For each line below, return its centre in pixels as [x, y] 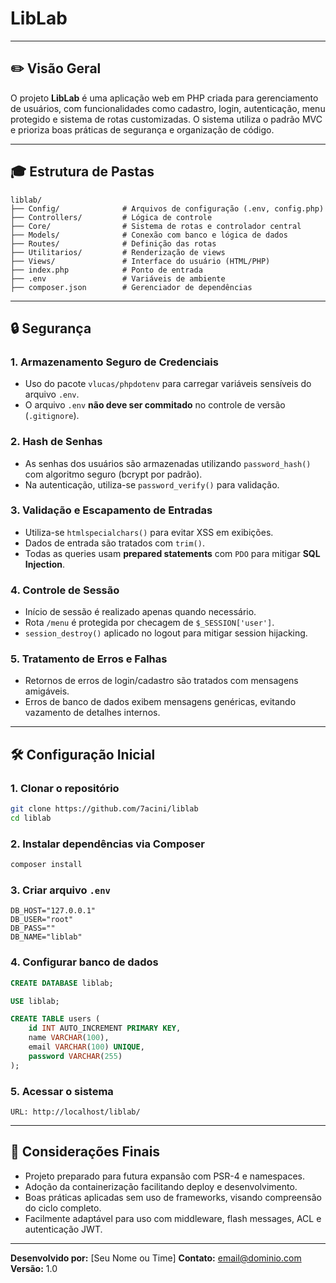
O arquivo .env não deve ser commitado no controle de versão [155, 405]
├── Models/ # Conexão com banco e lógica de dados [149, 235]
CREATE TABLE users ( [55, 1019]
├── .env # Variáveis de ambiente [118, 278]
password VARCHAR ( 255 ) [75, 1056]
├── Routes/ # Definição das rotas [113, 243]
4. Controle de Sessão [65, 590]
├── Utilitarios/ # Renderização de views [118, 252]
